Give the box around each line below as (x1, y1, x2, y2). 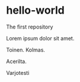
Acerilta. (6, 58, 27, 65)
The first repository (6, 23, 53, 30)
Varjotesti (6, 69, 30, 76)
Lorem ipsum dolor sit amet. (6, 34, 75, 42)
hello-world (6, 4, 65, 17)
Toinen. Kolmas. (6, 46, 46, 53)
